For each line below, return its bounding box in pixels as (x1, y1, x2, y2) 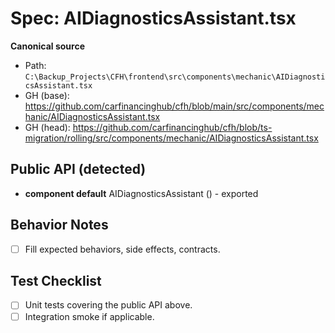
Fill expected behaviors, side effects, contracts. (24, 243, 221, 255)
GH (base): (24, 89, 70, 101)
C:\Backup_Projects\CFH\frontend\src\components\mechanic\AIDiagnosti (24, 72, 326, 82)
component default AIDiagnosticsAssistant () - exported (24, 187, 259, 199)
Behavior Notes (10, 217, 109, 234)
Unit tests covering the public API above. (24, 299, 193, 311)
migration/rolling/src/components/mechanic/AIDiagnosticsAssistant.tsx (24, 132, 319, 144)
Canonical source (10, 40, 85, 52)
